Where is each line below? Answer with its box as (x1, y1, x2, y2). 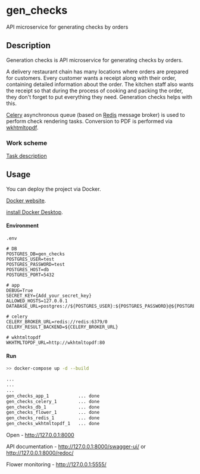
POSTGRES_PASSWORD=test (6, 262, 65, 268)
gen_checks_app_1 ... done (6, 393, 100, 399)
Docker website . (6, 197, 46, 204)
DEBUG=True (6, 287, 33, 294)
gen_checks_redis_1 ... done (6, 415, 100, 421)
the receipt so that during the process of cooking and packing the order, (6, 87, 183, 94)
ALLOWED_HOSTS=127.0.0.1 (6, 298, 68, 304)
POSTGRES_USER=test (6, 256, 55, 262)
